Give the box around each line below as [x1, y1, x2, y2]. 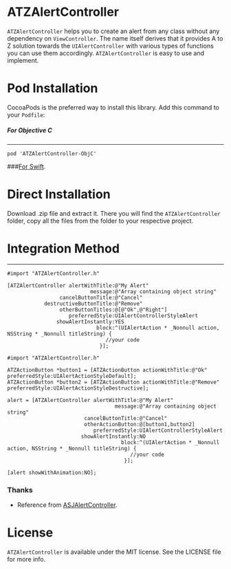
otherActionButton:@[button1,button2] [83, 421, 195, 428]
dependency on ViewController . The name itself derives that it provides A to [7, 34, 223, 42]
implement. [7, 56, 39, 64]
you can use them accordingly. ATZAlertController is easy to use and [7, 49, 205, 57]
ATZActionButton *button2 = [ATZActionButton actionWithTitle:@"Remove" [7, 379, 220, 386]
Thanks [7, 485, 33, 495]
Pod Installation [7, 81, 98, 97]
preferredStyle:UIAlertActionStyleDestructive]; [7, 384, 149, 392]
